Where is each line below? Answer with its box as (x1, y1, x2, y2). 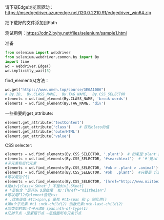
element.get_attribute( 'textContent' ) (5, 120, 84, 125)
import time (5, 59, 29, 64)
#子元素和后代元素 (5, 161, 37, 166)
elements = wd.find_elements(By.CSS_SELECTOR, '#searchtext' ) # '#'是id (5, 156, 158, 162)
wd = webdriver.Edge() (5, 64, 51, 69)
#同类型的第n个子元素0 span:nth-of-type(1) (5, 206, 88, 211)
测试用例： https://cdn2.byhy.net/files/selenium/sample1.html (5, 30, 127, 36)
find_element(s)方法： (5, 77, 50, 84)
